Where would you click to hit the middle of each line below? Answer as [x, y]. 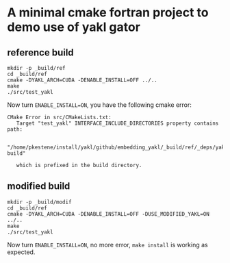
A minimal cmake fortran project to [108, 13]
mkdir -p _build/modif [39, 202]
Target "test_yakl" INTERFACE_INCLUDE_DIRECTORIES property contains [117, 123]
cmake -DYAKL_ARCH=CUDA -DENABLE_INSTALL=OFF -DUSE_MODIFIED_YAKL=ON [108, 214]
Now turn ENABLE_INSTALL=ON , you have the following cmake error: [99, 105]
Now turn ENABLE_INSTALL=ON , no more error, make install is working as [107, 245]
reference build [40, 52]
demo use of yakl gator [74, 27]
